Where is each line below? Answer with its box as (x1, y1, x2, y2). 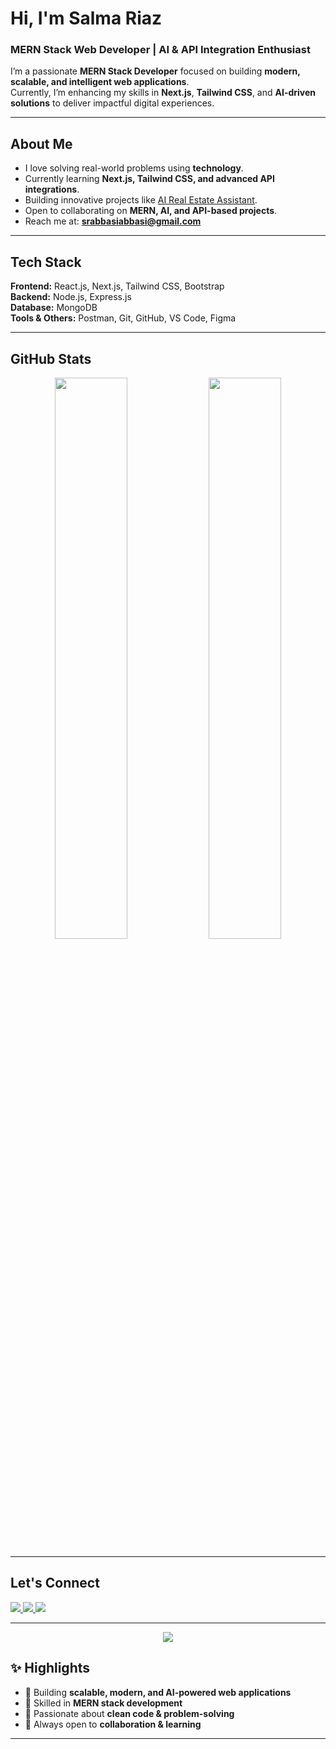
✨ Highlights (10, 1660, 91, 1677)
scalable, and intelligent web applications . (10, 76, 190, 88)
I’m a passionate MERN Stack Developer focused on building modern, (10, 65, 301, 77)
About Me (10, 135, 73, 152)
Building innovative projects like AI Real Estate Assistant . (24, 194, 258, 206)
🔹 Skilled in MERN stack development (24, 1697, 183, 1709)
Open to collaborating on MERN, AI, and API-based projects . (24, 205, 278, 217)
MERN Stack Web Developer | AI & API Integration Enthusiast (10, 43, 311, 57)
